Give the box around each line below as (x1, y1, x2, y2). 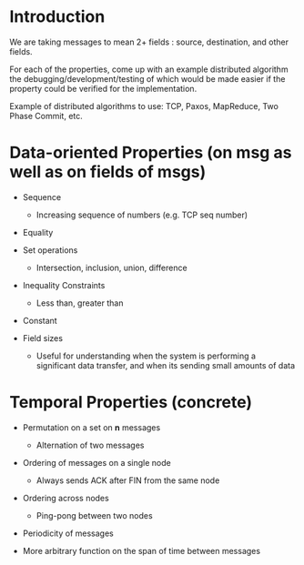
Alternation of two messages (35, 439, 145, 450)
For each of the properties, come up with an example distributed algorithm (9, 64, 289, 75)
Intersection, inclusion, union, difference (35, 262, 188, 273)
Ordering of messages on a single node (22, 457, 171, 468)
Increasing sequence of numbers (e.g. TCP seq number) (35, 209, 248, 220)
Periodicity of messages (22, 528, 114, 539)
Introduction (9, 6, 106, 27)
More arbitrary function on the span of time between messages (22, 545, 261, 556)
